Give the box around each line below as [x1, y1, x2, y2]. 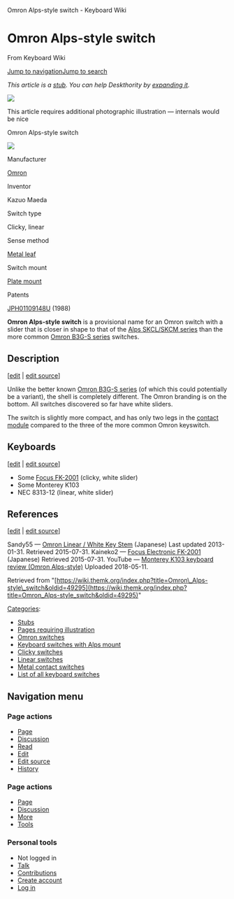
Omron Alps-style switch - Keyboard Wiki [7, 6, 127, 14]
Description [7, 353, 59, 364]
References [7, 508, 59, 520]
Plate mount [7, 276, 42, 285]
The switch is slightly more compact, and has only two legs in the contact [7, 413, 219, 422]
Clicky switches [17, 648, 63, 656]
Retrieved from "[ [7, 576, 57, 585]
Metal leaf [7, 250, 36, 258]
